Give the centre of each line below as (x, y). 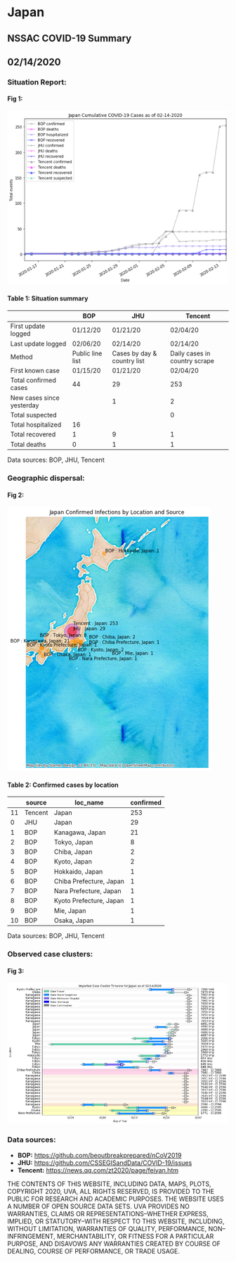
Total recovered (33, 434)
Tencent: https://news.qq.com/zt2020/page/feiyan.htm (98, 1170)
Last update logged (38, 343)
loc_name (89, 802)
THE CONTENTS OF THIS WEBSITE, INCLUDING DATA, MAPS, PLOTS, (110, 1184)
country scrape (192, 360)
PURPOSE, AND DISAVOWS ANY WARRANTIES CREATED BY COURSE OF (114, 1244)
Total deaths (28, 444)
